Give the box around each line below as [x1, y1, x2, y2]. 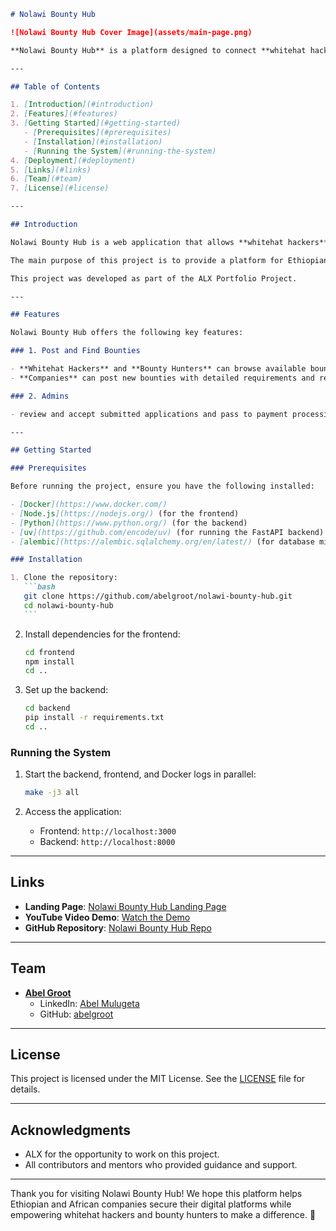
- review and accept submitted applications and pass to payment [10, 409, 288, 419]
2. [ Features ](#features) [10, 109, 118, 119]
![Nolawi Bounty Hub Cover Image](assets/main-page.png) [10, 27, 253, 37]
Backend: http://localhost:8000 [39, 836, 176, 848]
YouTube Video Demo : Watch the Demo [24, 911, 191, 923]
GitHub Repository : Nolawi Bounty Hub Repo [24, 921, 212, 934]
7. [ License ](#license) [10, 183, 110, 194]
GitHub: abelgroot [39, 1008, 114, 1020]
